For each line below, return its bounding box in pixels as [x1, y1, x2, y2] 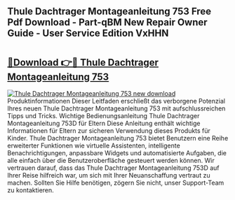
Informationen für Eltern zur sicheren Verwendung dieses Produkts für [7, 127, 210, 135]
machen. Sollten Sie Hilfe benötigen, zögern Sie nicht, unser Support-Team [7, 178, 224, 187]
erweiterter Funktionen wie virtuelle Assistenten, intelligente [7, 141, 180, 150]
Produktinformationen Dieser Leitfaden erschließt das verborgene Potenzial [7, 97, 226, 105]
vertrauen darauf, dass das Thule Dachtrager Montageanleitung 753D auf [7, 164, 220, 172]
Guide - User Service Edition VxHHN [7, 27, 169, 39]
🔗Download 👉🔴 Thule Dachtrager [7, 56, 159, 69]
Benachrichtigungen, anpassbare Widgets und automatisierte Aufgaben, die [7, 149, 227, 157]
